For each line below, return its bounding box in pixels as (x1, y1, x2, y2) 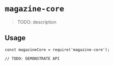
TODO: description (17, 19, 57, 25)
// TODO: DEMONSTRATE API (5, 56, 60, 61)
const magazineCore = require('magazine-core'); (5, 47, 110, 52)
